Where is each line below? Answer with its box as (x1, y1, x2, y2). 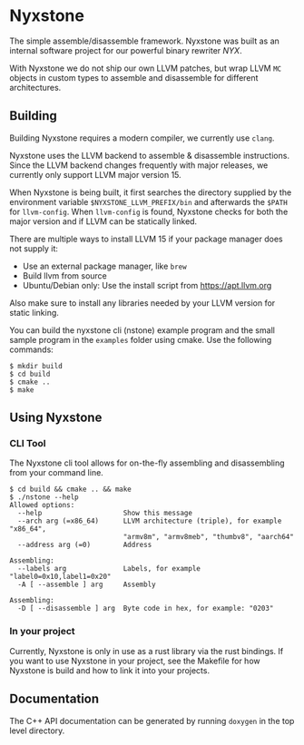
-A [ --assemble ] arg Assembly (17, 580, 156, 590)
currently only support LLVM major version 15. (9, 169, 181, 180)
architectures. (9, 82, 62, 93)
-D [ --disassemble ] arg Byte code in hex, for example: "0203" (17, 604, 274, 613)
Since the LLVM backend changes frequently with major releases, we (9, 160, 269, 171)
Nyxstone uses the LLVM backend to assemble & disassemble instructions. (9, 150, 290, 161)
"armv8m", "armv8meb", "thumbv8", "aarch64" (123, 533, 295, 542)
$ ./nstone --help (9, 493, 79, 502)
